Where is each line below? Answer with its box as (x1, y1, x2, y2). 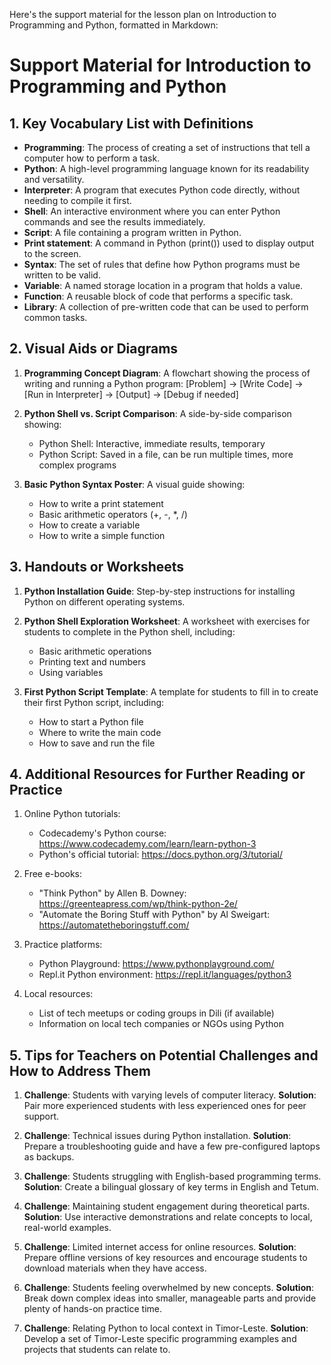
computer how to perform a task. (23, 152, 161, 164)
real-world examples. (23, 1222, 112, 1234)
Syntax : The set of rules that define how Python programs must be (23, 259, 301, 270)
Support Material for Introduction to (9, 54, 312, 77)
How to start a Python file (38, 715, 144, 728)
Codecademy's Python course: (38, 827, 167, 839)
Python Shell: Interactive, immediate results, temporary (38, 437, 266, 449)
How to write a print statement (38, 497, 164, 509)
